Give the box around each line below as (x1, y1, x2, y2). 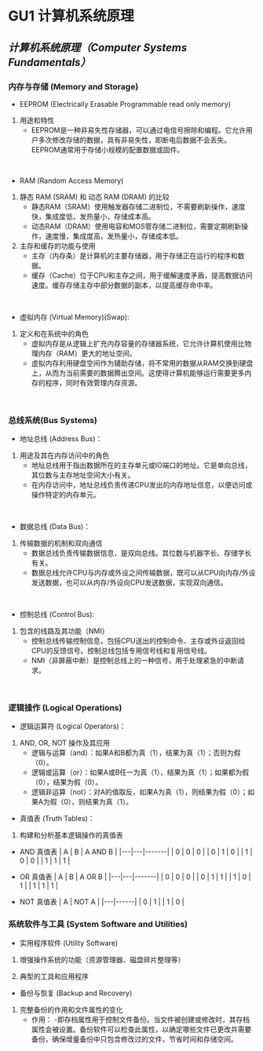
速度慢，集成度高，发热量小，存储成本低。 (45, 231, 183, 240)
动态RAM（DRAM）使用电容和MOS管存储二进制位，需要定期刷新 (31, 221, 242, 231)
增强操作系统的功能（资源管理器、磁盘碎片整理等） (19, 954, 185, 964)
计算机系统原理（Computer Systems (8, 41, 188, 54)
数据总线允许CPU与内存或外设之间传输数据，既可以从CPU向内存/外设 (31, 568, 256, 578)
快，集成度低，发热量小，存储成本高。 (31, 211, 155, 221)
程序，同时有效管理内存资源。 (45, 378, 142, 387)
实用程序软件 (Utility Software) (19, 938, 119, 947)
